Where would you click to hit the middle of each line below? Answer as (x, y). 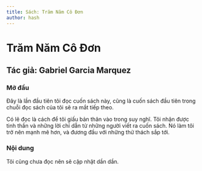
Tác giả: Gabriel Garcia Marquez (69, 71)
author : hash (23, 18)
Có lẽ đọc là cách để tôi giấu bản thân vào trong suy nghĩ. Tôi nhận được (98, 119)
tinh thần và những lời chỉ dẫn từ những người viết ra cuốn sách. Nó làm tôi (100, 126)
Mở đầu (18, 88)
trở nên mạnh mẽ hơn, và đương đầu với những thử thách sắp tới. (88, 133)
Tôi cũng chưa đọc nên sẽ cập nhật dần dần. (63, 161)
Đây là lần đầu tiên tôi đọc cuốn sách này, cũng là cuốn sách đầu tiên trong (101, 101)
